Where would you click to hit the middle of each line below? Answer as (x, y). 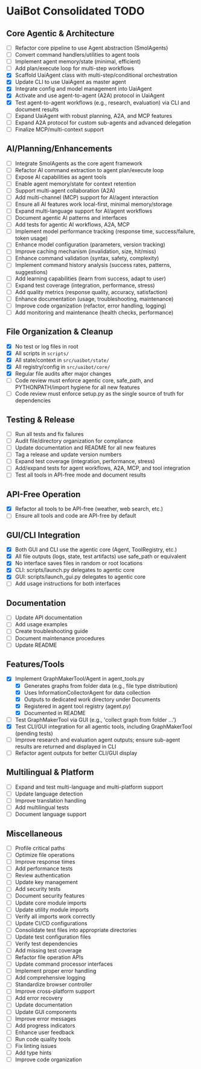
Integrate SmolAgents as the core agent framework (79, 163)
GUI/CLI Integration (43, 535)
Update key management (46, 882)
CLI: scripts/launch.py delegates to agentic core (75, 570)
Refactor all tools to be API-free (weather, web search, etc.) (89, 509)
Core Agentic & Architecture (60, 34)
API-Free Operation (43, 494)
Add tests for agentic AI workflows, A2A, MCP (72, 225)
